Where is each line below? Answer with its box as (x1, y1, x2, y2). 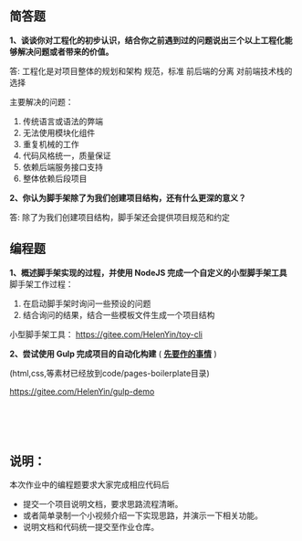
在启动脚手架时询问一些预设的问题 (22, 298, 151, 309)
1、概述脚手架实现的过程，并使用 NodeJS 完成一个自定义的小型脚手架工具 (9, 267, 287, 278)
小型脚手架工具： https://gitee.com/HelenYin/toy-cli (9, 328, 203, 340)
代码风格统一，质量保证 (22, 150, 111, 161)
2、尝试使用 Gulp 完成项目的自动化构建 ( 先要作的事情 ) (9, 348, 217, 359)
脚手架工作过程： (9, 278, 74, 290)
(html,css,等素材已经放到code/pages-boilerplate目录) (9, 367, 210, 378)
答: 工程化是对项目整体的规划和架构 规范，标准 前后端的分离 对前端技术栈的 (9, 65, 293, 76)
